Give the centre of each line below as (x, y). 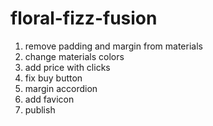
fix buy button (53, 78)
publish (40, 109)
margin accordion (61, 88)
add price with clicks (67, 67)
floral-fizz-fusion (84, 18)
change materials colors (74, 56)
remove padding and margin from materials (113, 46)
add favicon (49, 99)
